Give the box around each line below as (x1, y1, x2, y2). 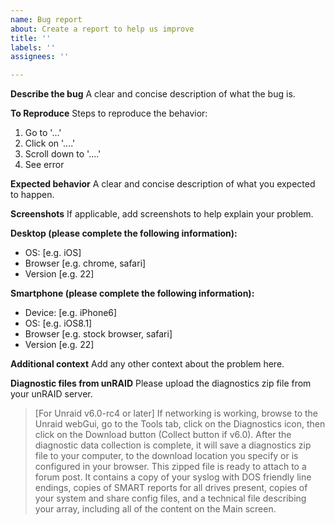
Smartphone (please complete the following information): (10, 287, 255, 300)
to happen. (10, 189, 55, 201)
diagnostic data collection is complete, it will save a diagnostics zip (34, 439, 312, 451)
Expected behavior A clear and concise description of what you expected (10, 178, 316, 190)
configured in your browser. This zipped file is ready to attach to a (34, 461, 307, 473)
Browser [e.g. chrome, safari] (24, 257, 147, 270)
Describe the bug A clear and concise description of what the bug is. (10, 88, 296, 100)
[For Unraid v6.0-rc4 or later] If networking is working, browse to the (34, 407, 319, 420)
